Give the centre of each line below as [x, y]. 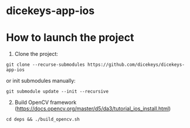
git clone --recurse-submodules [45, 65]
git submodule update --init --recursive [57, 92]
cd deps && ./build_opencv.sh [43, 119]
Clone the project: [36, 54]
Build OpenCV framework [45, 102]
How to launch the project [70, 38]
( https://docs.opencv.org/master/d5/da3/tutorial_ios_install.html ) [93, 109]
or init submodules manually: [41, 81]
